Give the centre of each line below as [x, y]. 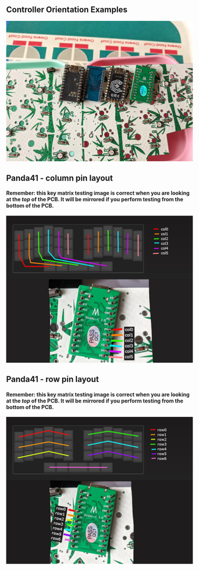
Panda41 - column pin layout [60, 178]
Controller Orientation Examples [67, 10]
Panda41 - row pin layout [53, 379]
